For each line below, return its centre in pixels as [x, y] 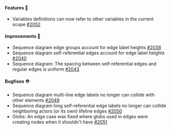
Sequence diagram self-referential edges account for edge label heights [88, 53]
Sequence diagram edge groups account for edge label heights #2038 [87, 48]
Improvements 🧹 [23, 36]
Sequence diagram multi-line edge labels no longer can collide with [83, 95]
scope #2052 [26, 25]
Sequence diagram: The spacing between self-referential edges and [84, 64]
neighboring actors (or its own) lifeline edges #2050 [67, 111]
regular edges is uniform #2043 [46, 69]
